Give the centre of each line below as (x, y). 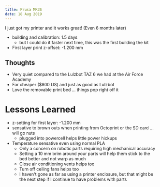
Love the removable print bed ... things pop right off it (65, 90)
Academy (22, 79)
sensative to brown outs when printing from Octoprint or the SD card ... (83, 128)
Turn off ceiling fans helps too (49, 169)
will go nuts (23, 133)
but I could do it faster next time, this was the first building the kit (84, 42)
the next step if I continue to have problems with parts (73, 179)
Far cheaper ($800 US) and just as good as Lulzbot (63, 85)
